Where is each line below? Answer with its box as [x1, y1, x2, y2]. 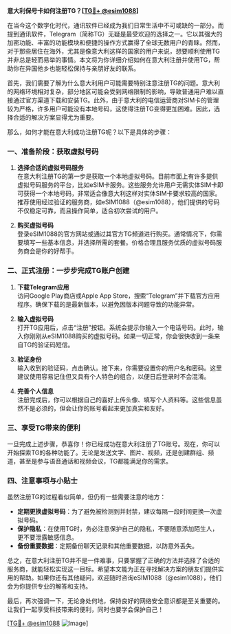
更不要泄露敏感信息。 [16, 533, 78, 542]
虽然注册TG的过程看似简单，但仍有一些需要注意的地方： [7, 493, 166, 501]
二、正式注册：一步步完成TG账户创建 [7, 266, 130, 276]
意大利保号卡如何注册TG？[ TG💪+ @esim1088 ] [7, 7, 139, 14]
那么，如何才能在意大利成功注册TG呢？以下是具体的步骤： [7, 128, 173, 136]
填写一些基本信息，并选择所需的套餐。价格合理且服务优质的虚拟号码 [23, 239, 217, 247]
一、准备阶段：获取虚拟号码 [7, 146, 99, 156]
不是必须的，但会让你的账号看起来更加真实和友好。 [23, 404, 168, 412]
